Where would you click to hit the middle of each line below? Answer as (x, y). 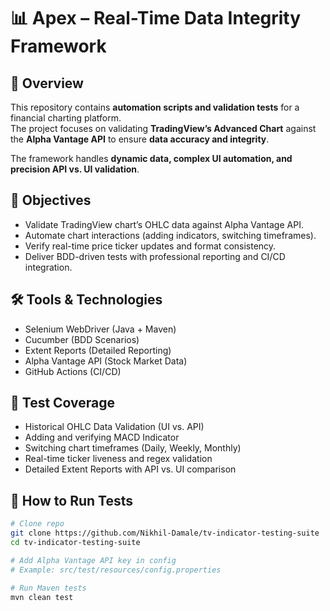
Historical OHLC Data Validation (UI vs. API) (114, 427)
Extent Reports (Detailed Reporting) (98, 350)
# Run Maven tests (48, 588)
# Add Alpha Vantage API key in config (93, 560)
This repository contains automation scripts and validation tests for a (155, 107)
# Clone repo (37, 524)
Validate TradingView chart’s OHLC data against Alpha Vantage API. (164, 224)
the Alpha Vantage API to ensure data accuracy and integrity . (140, 139)
